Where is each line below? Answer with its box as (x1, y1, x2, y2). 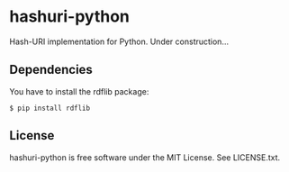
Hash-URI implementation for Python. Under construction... (9, 36, 230, 47)
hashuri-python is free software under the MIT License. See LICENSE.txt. (9, 151, 281, 163)
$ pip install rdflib (9, 104, 91, 113)
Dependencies (9, 62, 93, 77)
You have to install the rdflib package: (9, 86, 149, 96)
